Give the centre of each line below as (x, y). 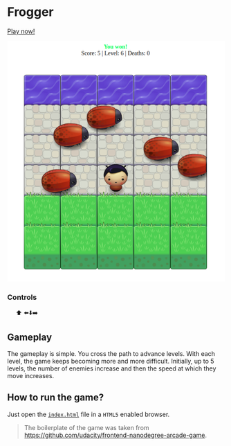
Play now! (21, 31)
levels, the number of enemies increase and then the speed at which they (112, 368)
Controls (22, 297)
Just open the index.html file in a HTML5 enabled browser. (89, 414)
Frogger (30, 12)
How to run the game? (56, 398)
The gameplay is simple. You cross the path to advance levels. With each (111, 354)
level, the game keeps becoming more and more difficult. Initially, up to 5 (111, 362)
